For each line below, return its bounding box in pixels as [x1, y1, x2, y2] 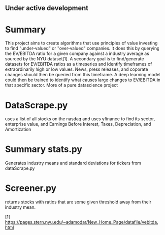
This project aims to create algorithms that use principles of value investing [5, 40, 158, 46]
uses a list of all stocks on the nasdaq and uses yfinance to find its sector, [5, 116, 155, 122]
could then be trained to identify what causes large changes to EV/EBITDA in [5, 77, 161, 83]
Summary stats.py [5, 143, 82, 155]
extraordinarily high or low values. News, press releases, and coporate [5, 66, 149, 72]
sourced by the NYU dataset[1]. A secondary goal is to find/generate [5, 56, 144, 62]
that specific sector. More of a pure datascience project [5, 82, 118, 88]
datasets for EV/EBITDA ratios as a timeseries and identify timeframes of [5, 61, 152, 67]
